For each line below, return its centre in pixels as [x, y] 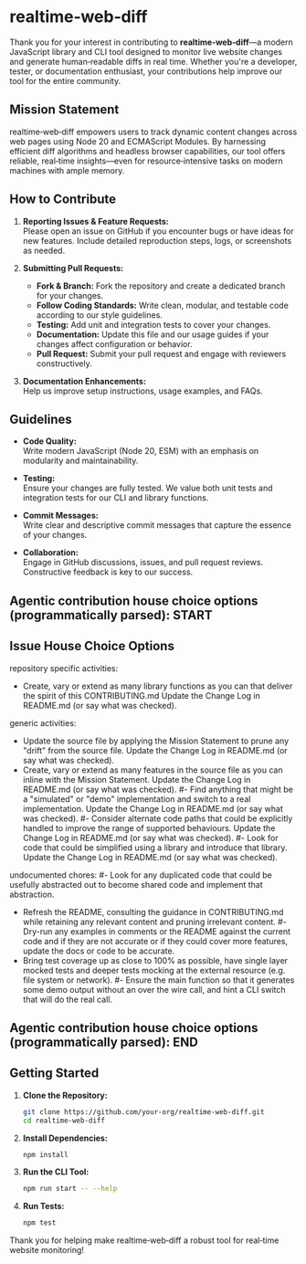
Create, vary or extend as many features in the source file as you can [153, 770]
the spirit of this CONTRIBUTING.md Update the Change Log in [141, 695]
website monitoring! [47, 1250]
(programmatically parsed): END [104, 1042]
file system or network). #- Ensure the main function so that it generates [158, 980]
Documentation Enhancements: [84, 381]
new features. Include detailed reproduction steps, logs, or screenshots [157, 240]
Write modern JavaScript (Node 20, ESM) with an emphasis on [141, 451]
